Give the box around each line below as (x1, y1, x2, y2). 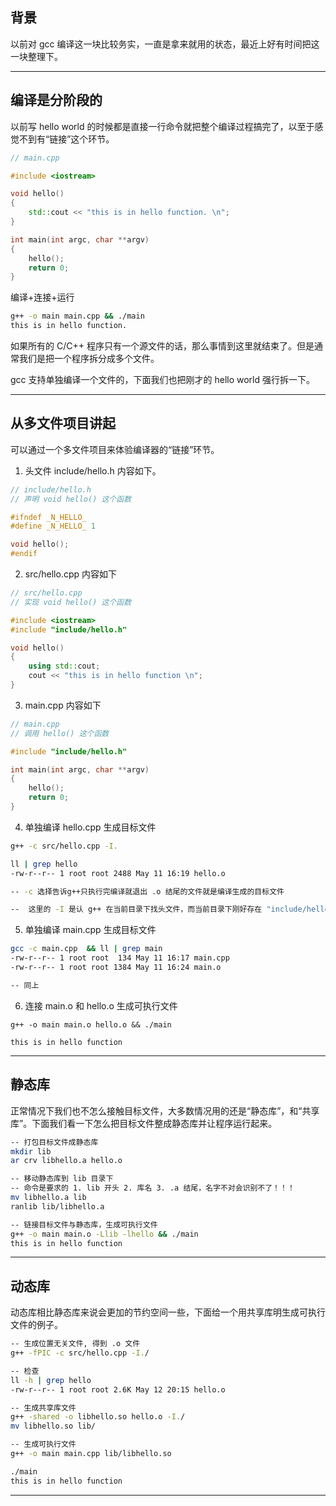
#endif (10, 549, 38, 559)
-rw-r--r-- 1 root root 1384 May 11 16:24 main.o (10, 963, 222, 973)
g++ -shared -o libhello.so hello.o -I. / (10, 1412, 186, 1422)
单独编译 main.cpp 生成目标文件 (24, 924, 157, 936)
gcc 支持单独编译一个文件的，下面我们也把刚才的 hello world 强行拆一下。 (10, 374, 315, 385)
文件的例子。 (10, 1319, 63, 1331)
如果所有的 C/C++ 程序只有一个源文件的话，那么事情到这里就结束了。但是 (10, 340, 315, 352)
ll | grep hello (10, 859, 78, 869)
